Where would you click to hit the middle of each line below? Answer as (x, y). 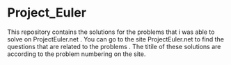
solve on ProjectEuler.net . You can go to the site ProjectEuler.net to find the (116, 39)
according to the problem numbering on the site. (77, 54)
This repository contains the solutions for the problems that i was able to (111, 32)
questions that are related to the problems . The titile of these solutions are (114, 46)
